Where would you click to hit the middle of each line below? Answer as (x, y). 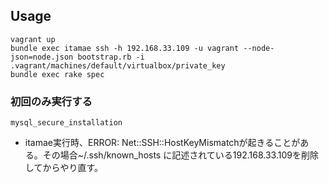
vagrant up (33, 39)
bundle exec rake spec (57, 74)
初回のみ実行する (51, 101)
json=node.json (42, 57)
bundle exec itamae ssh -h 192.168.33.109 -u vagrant (125, 48)
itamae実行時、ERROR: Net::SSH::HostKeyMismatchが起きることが (162, 143)
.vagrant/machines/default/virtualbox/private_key (118, 65)
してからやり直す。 (63, 168)
